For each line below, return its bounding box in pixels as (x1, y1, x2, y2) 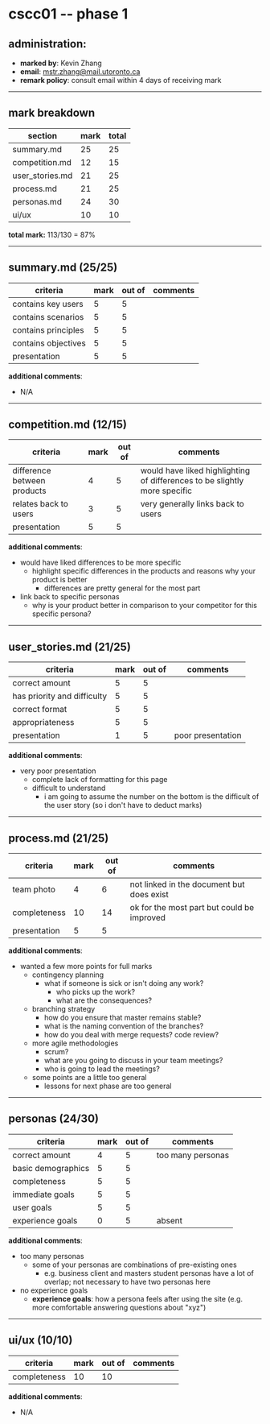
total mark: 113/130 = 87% (8, 230, 96, 239)
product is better (31, 575, 88, 585)
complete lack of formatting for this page (31, 775, 168, 784)
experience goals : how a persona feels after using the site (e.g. (31, 1294, 243, 1303)
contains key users (12, 298, 84, 309)
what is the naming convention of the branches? (43, 1021, 204, 1031)
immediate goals (12, 1189, 75, 1200)
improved (129, 912, 166, 923)
